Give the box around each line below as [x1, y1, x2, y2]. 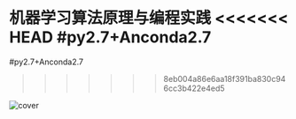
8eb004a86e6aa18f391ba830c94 [163, 73, 286, 84]
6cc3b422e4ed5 [163, 83, 225, 93]
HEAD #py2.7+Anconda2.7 [9, 27, 212, 48]
